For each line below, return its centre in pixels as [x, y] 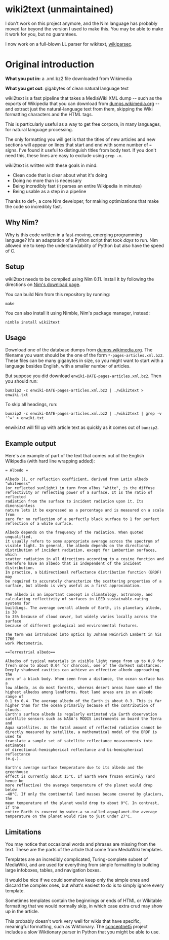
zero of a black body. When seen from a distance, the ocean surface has [85, 679]
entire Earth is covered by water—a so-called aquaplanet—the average [81, 812]
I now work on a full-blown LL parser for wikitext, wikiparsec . [69, 44]
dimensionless [20, 506]
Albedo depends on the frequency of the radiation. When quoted [74, 533]
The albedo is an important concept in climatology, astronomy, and [79, 595]
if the [12, 808]
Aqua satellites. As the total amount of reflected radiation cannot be [83, 728]
